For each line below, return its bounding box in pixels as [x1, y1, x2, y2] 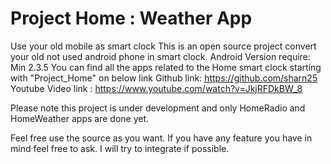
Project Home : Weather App [10, 7, 253, 30]
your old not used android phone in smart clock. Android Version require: [10, 50, 311, 62]
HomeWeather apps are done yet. [10, 112, 150, 124]
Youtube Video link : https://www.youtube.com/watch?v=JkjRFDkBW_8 [10, 82, 303, 94]
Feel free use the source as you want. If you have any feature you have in [10, 132, 313, 144]
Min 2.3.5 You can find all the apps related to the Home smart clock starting [10, 61, 322, 73]
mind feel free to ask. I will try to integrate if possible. [10, 142, 230, 154]
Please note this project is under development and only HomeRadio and [10, 102, 306, 114]
